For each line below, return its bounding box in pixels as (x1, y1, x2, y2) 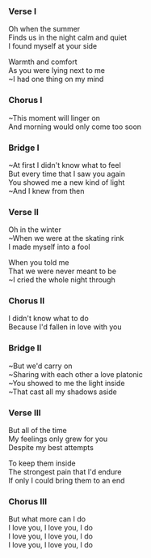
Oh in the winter (8, 225, 62, 234)
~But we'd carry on (8, 361, 73, 371)
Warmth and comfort (8, 57, 78, 67)
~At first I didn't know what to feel (8, 160, 121, 170)
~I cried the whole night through (8, 275, 115, 285)
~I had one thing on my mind (8, 75, 104, 84)
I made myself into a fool (8, 242, 90, 252)
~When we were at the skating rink (8, 234, 124, 243)
